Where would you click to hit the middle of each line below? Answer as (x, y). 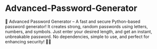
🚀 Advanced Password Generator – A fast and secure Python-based (73, 21)
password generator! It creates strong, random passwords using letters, (77, 26)
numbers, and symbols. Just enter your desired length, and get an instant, (78, 31)
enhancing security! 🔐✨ (28, 41)
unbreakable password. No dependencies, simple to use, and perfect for (77, 37)
